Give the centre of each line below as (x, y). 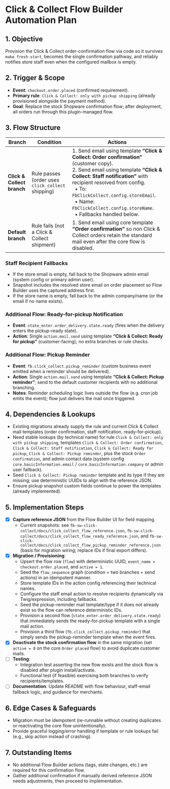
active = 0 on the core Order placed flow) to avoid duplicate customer (86, 648)
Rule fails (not (48, 226)
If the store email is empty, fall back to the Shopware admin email (81, 274)
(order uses (46, 180)
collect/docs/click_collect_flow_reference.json (72, 531)
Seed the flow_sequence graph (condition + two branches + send (88, 572)
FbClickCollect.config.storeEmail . (114, 195)
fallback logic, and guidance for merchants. (58, 692)
